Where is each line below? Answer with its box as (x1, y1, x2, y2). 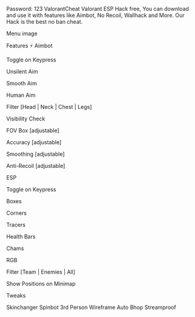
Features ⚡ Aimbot (6, 42, 53, 49)
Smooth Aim (6, 80, 38, 87)
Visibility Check (6, 115, 46, 122)
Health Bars (6, 233, 36, 240)
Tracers (6, 221, 26, 228)
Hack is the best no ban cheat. (6, 18, 83, 25)
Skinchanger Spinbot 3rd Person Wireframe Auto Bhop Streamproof (6, 304, 176, 311)
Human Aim (6, 91, 36, 99)
